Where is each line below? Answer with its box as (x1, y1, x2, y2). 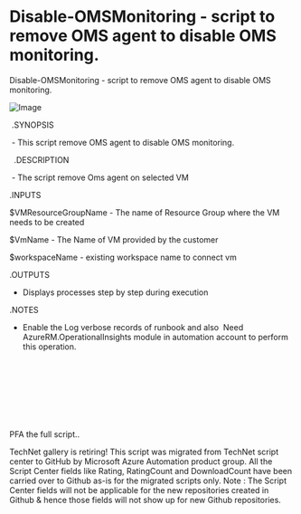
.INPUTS (9, 189, 42, 200)
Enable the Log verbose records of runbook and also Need (22, 321, 244, 332)
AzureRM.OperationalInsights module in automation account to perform (22, 331, 289, 342)
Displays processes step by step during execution (22, 287, 209, 298)
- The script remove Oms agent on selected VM (11, 172, 190, 183)
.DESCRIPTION (13, 154, 70, 165)
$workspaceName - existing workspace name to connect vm (9, 252, 237, 262)
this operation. (22, 341, 77, 352)
